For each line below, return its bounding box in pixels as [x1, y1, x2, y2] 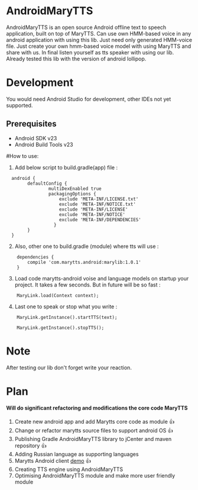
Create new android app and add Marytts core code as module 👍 [14, 418, 175, 425]
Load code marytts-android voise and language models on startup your [14, 275, 189, 282]
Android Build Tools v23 [14, 141, 73, 148]
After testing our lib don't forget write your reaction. [6, 364, 132, 371]
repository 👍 [14, 442, 47, 449]
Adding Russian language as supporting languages [14, 451, 139, 458]
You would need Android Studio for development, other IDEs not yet [6, 95, 171, 102]
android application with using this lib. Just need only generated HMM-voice [6, 36, 193, 43]
